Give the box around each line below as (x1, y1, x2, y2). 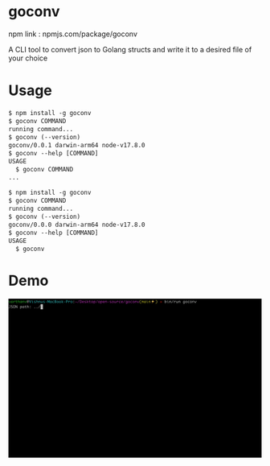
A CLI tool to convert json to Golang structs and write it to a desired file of (8, 44, 252, 54)
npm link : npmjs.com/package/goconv (8, 29, 138, 39)
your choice (8, 53, 48, 63)
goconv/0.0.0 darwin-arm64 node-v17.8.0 (8, 221, 146, 229)
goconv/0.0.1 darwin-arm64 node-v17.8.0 (8, 141, 146, 149)
